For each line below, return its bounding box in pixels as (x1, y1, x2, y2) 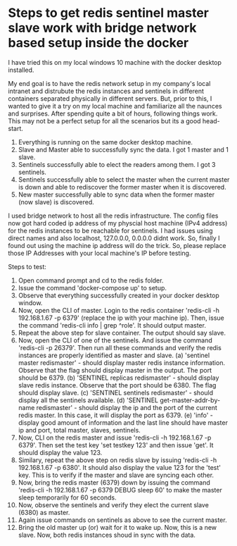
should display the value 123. (18, 448, 103, 457)
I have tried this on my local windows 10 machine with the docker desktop (8, 58, 222, 66)
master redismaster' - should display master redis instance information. (18, 358, 226, 367)
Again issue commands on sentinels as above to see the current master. (18, 516, 227, 524)
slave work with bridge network (8, 20, 197, 36)
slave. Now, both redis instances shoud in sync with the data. (18, 531, 196, 539)
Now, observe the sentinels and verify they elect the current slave (18, 500, 210, 509)
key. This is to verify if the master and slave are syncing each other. (18, 471, 214, 479)
